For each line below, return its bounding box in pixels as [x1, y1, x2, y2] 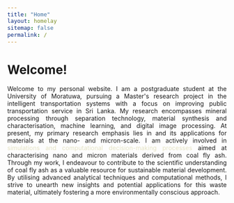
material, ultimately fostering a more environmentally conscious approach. [7, 188, 221, 197]
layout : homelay [7, 17, 57, 25]
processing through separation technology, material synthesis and [7, 114, 227, 122]
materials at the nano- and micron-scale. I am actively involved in [7, 136, 227, 145]
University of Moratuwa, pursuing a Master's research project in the [7, 92, 227, 101]
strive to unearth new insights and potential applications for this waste [7, 181, 227, 189]
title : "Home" [7, 10, 51, 18]
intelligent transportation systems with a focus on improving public [7, 99, 227, 108]
